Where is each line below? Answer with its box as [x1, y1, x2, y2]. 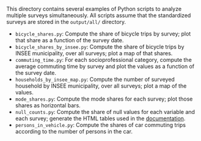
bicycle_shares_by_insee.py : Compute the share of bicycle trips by [15, 43, 185, 50]
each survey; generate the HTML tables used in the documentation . [15, 115, 186, 122]
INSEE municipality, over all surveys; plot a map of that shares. [15, 50, 173, 57]
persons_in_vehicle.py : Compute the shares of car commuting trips [15, 121, 186, 128]
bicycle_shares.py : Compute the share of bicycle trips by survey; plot [15, 30, 191, 37]
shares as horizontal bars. [15, 102, 81, 109]
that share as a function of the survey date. [15, 37, 124, 44]
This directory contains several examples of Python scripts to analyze [6, 6, 182, 12]
